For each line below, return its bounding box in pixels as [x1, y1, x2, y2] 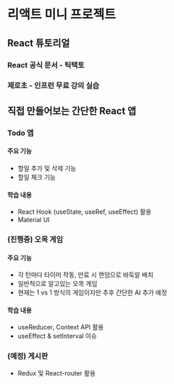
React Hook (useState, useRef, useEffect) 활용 [17, 207, 152, 216]
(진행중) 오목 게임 [7, 235, 64, 245]
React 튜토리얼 [7, 37, 70, 49]
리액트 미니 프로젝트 [7, 6, 117, 23]
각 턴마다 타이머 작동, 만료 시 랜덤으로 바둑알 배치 [17, 270, 153, 279]
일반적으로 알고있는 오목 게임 [17, 280, 98, 288]
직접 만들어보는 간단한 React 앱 [7, 104, 137, 117]
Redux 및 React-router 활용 [17, 368, 96, 377]
